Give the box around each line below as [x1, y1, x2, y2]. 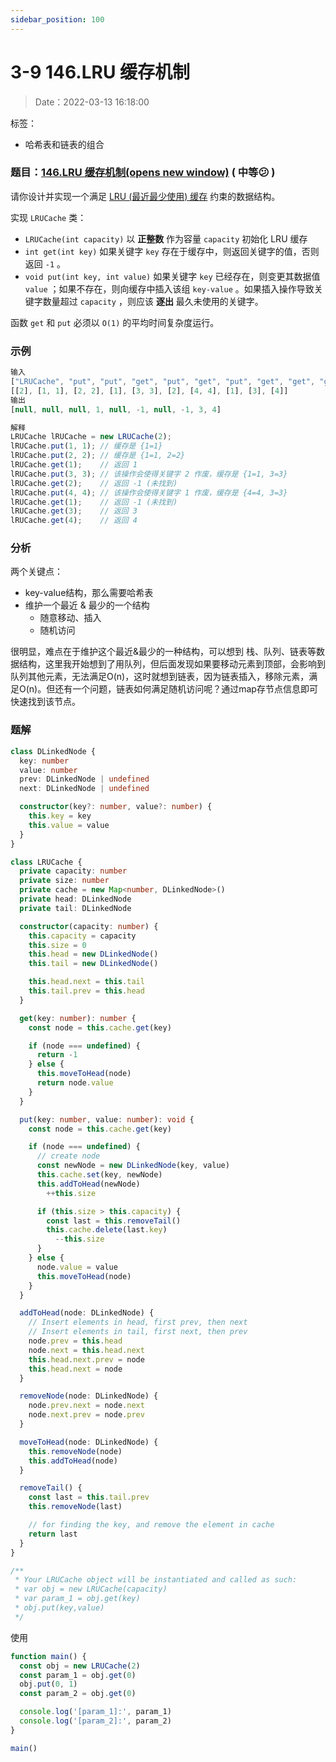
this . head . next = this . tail [28, 977, 145, 987]
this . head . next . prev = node [28, 1354, 145, 1365]
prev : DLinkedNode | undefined [19, 774, 150, 785]
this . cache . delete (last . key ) [46, 1225, 168, 1235]
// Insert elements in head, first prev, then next [28, 1317, 248, 1328]
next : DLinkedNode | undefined [19, 784, 150, 794]
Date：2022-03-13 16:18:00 [34, 96, 150, 108]
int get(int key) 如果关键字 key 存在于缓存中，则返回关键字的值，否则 [24, 245, 320, 257]
